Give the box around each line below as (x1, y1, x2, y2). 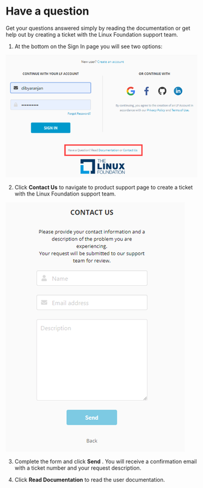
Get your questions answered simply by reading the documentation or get (5, 24, 191, 32)
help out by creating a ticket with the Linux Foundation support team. (5, 30, 179, 38)
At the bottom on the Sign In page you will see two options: (14, 43, 162, 50)
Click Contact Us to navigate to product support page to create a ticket (14, 184, 193, 191)
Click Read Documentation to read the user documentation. (14, 476, 165, 484)
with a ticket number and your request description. (14, 464, 142, 472)
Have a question (5, 4, 89, 18)
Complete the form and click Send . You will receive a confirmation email (14, 458, 197, 465)
